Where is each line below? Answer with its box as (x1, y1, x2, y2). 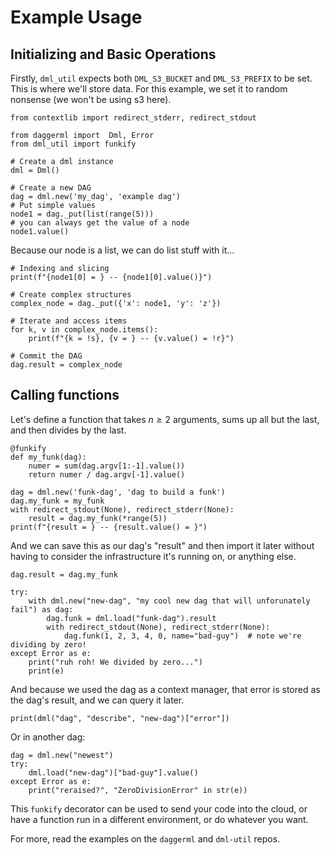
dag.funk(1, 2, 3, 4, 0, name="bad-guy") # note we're (63, 631, 302, 641)
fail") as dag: (10, 604, 74, 615)
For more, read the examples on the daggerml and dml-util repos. (10, 832, 281, 845)
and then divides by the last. (10, 424, 127, 436)
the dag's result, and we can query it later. (10, 694, 185, 706)
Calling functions (10, 387, 120, 404)
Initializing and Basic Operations (10, 46, 217, 63)
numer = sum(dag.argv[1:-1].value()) (28, 461, 186, 471)
